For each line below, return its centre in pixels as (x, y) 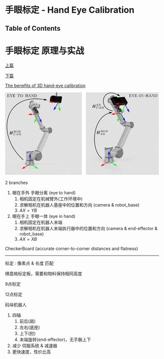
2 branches (17, 182)
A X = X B (28, 239)
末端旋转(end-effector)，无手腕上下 (55, 339)
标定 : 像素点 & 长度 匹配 (29, 263)
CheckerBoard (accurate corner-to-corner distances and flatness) (72, 248)
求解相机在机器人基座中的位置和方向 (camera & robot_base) (80, 205)
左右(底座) (30, 327)
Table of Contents (33, 28)
